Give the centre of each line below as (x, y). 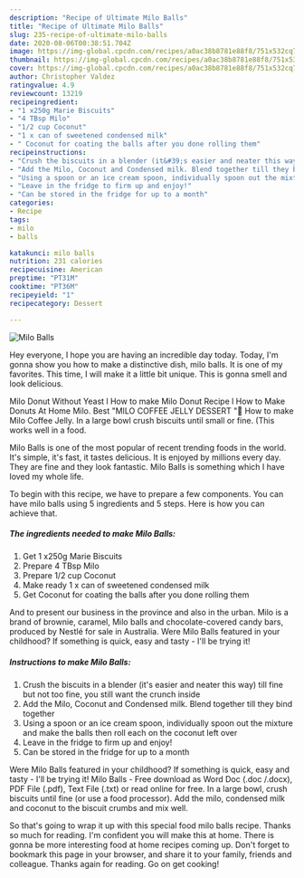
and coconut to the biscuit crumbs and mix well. (99, 808)
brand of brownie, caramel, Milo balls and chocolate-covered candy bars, (146, 622)
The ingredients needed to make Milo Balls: (93, 534)
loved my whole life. (47, 476)
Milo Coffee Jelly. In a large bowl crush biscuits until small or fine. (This (142, 420)
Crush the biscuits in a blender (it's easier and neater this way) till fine (152, 685)
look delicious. (36, 383)
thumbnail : (30, 60)
